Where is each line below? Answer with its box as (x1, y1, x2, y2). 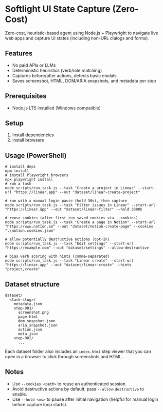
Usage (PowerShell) (5, 151, 67, 160)
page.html (18, 314, 38, 319)
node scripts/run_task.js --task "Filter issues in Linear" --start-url (5, 203, 156, 208)
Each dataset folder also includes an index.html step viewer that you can (5, 349, 151, 354)
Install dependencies (12, 132, 54, 138)
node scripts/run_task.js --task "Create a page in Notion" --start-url (5, 220, 156, 225)
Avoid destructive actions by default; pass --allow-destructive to (12, 386, 145, 391)
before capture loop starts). (12, 401, 68, 407)
